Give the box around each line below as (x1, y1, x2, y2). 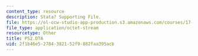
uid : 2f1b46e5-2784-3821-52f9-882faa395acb (6, 41, 115, 47)
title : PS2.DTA (6, 36, 44, 41)
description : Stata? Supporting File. (6, 14, 101, 20)
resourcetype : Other (6, 30, 57, 36)
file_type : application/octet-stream (6, 24, 99, 31)
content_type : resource (6, 8, 65, 15)
